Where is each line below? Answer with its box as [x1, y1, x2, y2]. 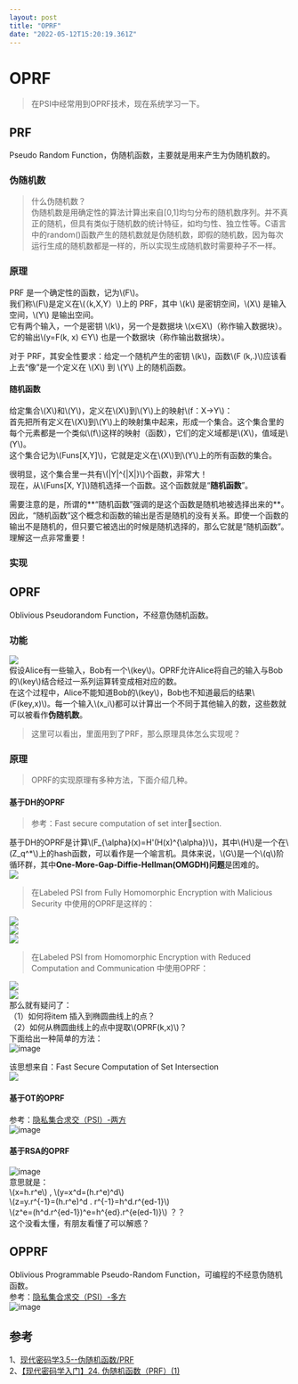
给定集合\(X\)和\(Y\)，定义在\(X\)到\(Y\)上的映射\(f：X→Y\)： [9, 405, 233, 415]
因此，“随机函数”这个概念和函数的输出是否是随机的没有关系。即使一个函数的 [9, 510, 289, 520]
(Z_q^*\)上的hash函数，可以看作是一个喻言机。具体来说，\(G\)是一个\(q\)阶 [9, 848, 285, 859]
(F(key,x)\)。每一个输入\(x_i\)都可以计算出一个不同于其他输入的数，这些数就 [9, 698, 287, 708]
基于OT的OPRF [9, 1093, 65, 1103]
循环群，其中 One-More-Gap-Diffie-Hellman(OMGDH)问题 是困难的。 [9, 859, 264, 870]
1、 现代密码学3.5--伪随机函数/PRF [9, 1355, 135, 1365]
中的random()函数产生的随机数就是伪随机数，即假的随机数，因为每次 [30, 229, 284, 241]
